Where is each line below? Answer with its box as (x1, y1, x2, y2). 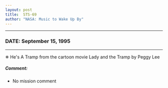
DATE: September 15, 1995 (5, 38, 71, 45)
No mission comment (12, 78, 56, 84)
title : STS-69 (5, 12, 37, 17)
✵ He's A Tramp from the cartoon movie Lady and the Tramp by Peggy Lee (5, 53, 160, 60)
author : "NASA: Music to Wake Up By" (5, 16, 84, 21)
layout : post (5, 7, 32, 12)
